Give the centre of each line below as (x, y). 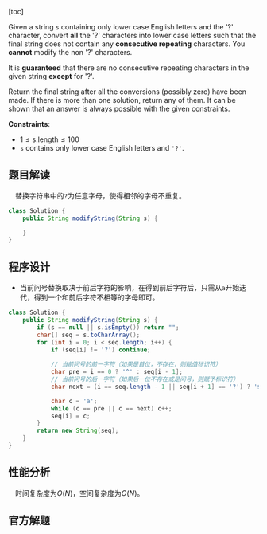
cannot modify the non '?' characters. (70, 52)
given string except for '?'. (51, 76)
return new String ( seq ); (78, 431)
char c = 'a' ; (74, 401)
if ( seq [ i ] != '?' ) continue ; (101, 350)
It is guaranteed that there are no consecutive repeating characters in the (129, 68)
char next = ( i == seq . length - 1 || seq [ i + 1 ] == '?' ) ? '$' (157, 387)
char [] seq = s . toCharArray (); (89, 335)
